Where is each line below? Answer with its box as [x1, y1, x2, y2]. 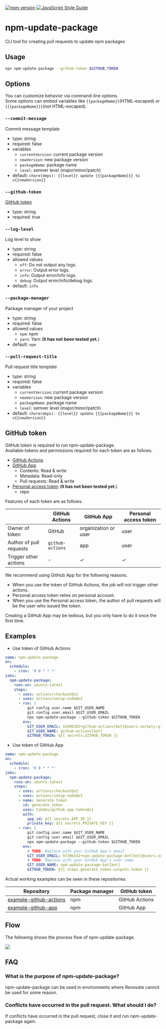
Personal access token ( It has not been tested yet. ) [12, 483, 118, 489]
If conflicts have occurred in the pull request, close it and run [5, 1013, 129, 1019]
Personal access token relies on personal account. [12, 592, 115, 598]
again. [24, 1018, 37, 1024]
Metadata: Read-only [19, 473, 63, 479]
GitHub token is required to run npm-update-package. [5, 442, 115, 448]
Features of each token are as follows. [5, 498, 83, 504]
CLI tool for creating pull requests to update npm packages [5, 38, 125, 44]
